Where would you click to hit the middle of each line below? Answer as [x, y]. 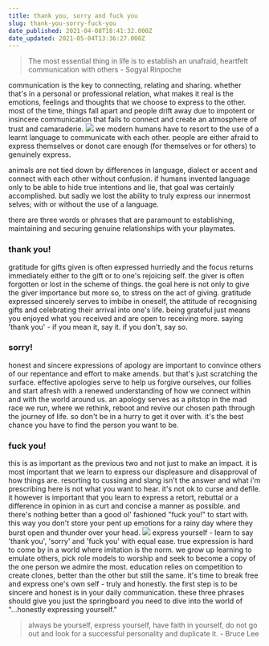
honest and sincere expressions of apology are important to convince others [135, 365]
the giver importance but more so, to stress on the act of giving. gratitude [130, 292]
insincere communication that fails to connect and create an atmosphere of [132, 119]
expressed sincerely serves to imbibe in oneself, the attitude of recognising [133, 301]
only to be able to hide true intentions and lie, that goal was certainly [122, 187]
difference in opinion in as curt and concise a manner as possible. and [124, 506]
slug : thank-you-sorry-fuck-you [62, 23]
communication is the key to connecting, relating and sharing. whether [125, 85]
